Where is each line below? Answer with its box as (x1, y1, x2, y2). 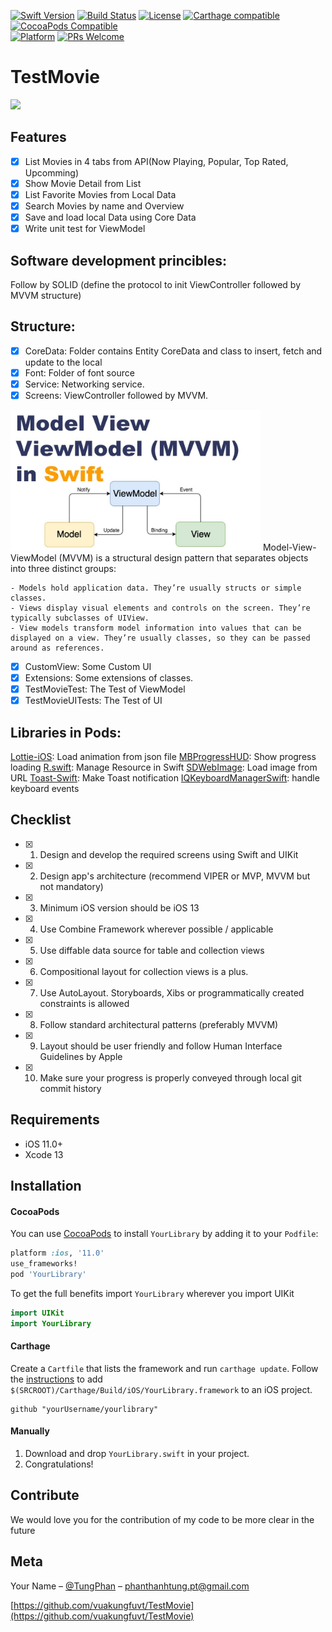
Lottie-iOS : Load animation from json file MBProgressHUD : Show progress (10, 751, 317, 763)
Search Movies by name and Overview (24, 200, 185, 212)
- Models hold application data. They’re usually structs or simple (10, 583, 302, 593)
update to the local (24, 356, 103, 368)
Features (10, 129, 67, 146)
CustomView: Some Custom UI (24, 661, 152, 672)
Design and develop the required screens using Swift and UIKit (39, 848, 299, 860)
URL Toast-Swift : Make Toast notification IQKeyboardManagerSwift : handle (10, 772, 320, 784)
